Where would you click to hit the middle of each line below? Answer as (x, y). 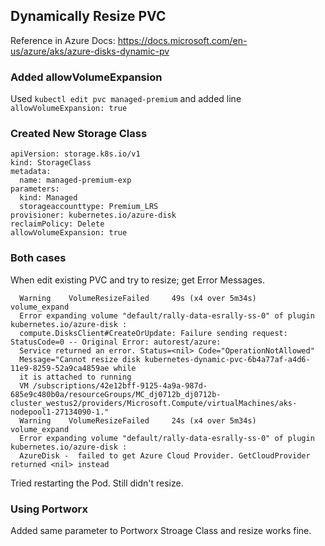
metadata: (31, 172)
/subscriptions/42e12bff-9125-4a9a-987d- (120, 385)
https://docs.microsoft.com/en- (182, 40)
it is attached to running (75, 377)
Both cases (38, 258)
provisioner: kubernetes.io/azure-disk (93, 215)
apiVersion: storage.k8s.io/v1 (75, 154)
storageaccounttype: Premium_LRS (89, 207)
